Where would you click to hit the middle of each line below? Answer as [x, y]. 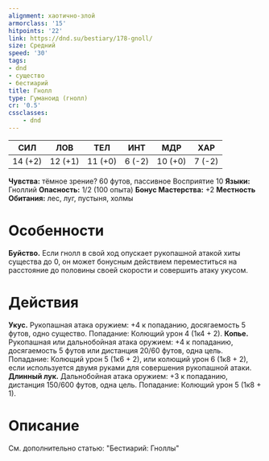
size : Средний [32, 46]
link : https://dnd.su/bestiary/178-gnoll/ [81, 38]
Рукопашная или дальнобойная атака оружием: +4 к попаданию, [121, 342]
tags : [17, 61]
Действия [43, 303]
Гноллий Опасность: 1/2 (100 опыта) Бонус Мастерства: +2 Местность [132, 189]
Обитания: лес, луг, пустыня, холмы [71, 198]
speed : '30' [28, 53]
